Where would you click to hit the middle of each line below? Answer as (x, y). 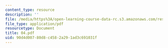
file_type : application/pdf (34, 24)
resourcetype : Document (30, 28)
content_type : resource (30, 10)
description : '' (22, 14)
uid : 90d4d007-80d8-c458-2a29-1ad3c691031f (51, 38)
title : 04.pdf (20, 33)
